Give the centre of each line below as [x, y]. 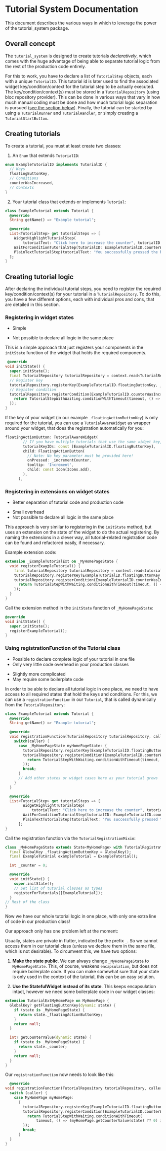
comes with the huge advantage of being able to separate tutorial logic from [83, 61]
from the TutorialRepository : [35, 704]
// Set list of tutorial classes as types [58, 888]
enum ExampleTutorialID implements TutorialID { [56, 164]
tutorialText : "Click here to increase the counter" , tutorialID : [93, 243]
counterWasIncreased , [32, 183]
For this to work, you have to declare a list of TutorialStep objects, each [79, 76]
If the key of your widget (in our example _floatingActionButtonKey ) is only [82, 418]
